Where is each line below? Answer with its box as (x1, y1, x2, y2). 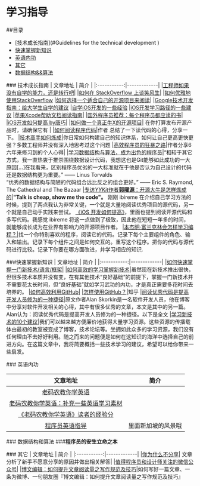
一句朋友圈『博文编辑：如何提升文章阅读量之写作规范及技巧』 (32, 473, 183, 480)
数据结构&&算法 (14, 69, 54, 76)
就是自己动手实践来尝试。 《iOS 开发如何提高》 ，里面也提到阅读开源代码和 (11, 208, 192, 216)
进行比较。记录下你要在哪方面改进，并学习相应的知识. (11, 245, 144, 253)
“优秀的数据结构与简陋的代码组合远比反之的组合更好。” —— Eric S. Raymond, (6, 179, 194, 186)
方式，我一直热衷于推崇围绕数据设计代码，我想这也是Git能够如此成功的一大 (6, 156, 190, 163)
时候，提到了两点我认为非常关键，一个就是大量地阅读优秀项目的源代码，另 (6, 201, 189, 208)
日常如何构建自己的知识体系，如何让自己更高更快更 (68, 134, 194, 141)
